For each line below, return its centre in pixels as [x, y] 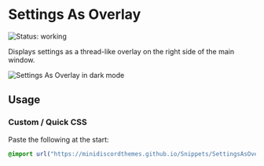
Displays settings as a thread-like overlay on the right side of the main [121, 51]
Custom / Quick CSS [48, 122]
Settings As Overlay [75, 15]
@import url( [29, 154]
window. [22, 60]
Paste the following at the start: [59, 139]
